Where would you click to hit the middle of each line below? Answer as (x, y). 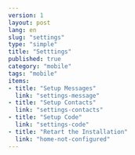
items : (19, 81)
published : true (35, 59)
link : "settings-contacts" (59, 110)
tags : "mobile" (33, 74)
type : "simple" (33, 45)
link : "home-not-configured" (63, 139)
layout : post (29, 23)
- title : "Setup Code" (45, 117)
